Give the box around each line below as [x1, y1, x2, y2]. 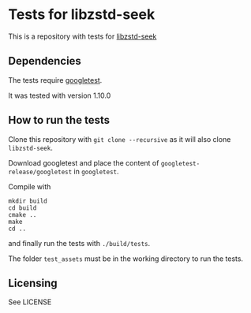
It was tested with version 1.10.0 [8, 91, 111, 100]
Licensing [8, 276, 58, 289]
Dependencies [8, 54, 81, 68]
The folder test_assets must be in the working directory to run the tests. [8, 254, 243, 263]
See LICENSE [8, 297, 52, 307]
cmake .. [8, 211, 37, 218]
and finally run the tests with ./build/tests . [8, 238, 151, 248]
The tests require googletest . [8, 75, 103, 84]
